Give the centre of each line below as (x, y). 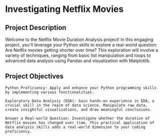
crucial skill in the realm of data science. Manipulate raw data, (77, 105)
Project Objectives (34, 76)
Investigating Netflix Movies (64, 9)
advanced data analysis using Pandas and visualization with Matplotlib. (78, 61)
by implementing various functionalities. (50, 92)
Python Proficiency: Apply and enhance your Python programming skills (81, 88)
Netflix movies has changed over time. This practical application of (80, 123)
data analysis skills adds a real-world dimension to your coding (75, 127)
